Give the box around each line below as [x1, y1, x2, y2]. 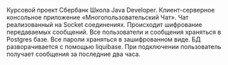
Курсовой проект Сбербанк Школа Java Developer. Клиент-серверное [6, 6, 216, 14]
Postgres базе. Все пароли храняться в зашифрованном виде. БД [6, 35, 202, 44]
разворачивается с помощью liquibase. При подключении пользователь [6, 43, 222, 50]
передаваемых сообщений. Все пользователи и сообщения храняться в [6, 28, 221, 36]
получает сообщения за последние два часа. [6, 50, 141, 58]
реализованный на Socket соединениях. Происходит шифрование [6, 21, 202, 28]
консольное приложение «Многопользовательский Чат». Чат [6, 13, 189, 21]
